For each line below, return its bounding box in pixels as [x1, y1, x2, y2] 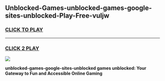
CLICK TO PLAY [5, 27, 43, 33]
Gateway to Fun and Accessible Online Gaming [5, 70, 103, 76]
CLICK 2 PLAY [5, 45, 39, 52]
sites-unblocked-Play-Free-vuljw [5, 12, 110, 20]
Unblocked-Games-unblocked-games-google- [5, 4, 152, 12]
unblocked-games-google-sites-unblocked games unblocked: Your [5, 65, 146, 71]
